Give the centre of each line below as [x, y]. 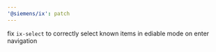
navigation [22, 41]
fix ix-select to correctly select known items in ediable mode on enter [108, 33]
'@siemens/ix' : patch [39, 14]
